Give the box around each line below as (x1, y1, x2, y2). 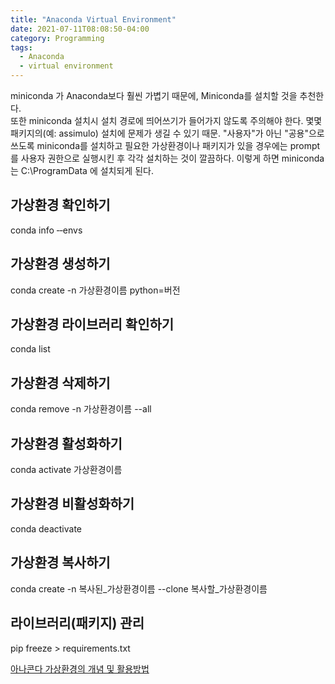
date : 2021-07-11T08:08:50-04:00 (10, 24, 150, 34)
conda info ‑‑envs (10, 224, 83, 236)
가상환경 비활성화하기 (10, 496, 135, 513)
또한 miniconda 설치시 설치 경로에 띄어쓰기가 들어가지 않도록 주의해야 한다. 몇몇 (10, 115, 323, 126)
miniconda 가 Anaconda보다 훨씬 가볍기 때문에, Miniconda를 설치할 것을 (10, 90, 298, 101)
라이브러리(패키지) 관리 (10, 615, 145, 632)
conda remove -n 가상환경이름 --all (10, 403, 152, 415)
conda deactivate (10, 522, 83, 535)
